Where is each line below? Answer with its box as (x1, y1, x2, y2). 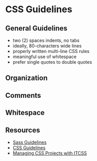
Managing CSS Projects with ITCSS (12, 150, 87, 156)
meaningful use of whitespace (12, 53, 77, 60)
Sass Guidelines (12, 139, 47, 145)
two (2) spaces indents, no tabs (12, 37, 80, 43)
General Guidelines (5, 24, 67, 33)
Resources (5, 126, 40, 135)
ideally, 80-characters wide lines (12, 43, 82, 49)
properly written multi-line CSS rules (12, 48, 90, 54)
